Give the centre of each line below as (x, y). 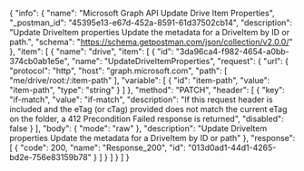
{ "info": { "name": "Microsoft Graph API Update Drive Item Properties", (142, 13)
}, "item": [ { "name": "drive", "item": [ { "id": (92, 52)
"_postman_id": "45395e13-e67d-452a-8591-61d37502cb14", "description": (151, 23)
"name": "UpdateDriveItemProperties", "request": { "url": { (180, 61)
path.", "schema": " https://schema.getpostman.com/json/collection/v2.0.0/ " (151, 42)
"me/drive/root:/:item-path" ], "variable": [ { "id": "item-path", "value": (140, 80)
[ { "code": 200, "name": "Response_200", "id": (98, 147)
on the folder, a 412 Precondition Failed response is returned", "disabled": (147, 119)
